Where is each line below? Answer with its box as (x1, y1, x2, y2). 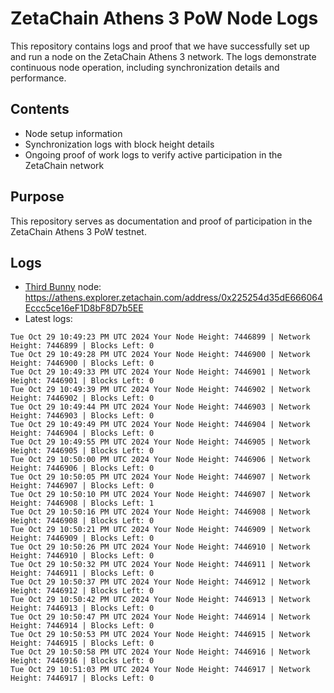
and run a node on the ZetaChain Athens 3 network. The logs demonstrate (10, 50, 317, 62)
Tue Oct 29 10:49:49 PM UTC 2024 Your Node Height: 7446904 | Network (10, 420, 311, 430)
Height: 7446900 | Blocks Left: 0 (10, 358, 155, 369)
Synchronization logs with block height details (24, 138, 215, 150)
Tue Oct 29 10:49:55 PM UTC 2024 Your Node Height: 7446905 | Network (10, 437, 311, 447)
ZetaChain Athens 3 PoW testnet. (10, 225, 147, 237)
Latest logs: (24, 313, 73, 325)
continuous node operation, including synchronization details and (10, 61, 280, 73)
